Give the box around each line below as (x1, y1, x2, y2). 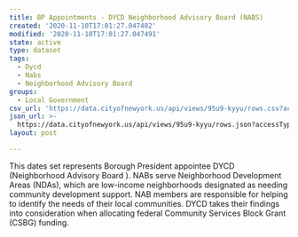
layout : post (9, 129, 58, 138)
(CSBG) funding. (9, 217, 69, 227)
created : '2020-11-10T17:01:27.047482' (9, 21, 157, 30)
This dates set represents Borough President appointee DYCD (9, 161, 235, 171)
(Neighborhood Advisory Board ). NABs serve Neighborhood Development (9, 170, 282, 180)
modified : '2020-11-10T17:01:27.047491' (9, 29, 161, 38)
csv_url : (9, 104, 42, 113)
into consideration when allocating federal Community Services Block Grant (9, 208, 286, 218)
